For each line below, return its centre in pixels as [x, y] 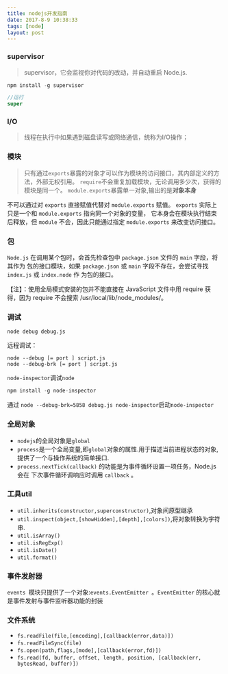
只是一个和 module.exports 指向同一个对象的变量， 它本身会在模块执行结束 [112, 213]
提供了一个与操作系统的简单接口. [63, 458]
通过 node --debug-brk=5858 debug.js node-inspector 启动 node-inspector [111, 405]
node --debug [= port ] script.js [56, 358]
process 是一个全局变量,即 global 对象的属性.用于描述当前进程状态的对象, [117, 449]
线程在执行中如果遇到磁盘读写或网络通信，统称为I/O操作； [106, 137]
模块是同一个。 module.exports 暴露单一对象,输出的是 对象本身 [110, 190]
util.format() [37, 558]
